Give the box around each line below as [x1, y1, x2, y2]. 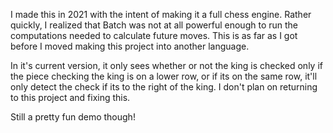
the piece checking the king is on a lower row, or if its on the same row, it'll [10, 70, 318, 82]
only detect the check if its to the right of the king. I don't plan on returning [10, 81, 318, 93]
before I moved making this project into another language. [10, 40, 250, 52]
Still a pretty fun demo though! [10, 111, 136, 123]
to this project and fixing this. [10, 92, 131, 103]
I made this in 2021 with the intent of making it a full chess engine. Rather [10, 9, 312, 20]
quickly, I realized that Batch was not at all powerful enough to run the [10, 19, 299, 31]
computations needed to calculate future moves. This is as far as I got [10, 30, 298, 41]
